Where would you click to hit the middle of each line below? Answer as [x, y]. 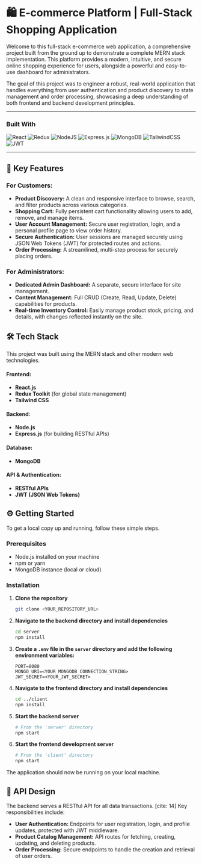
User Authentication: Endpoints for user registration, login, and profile [103, 824]
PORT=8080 [27, 666]
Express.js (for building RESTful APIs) [62, 434]
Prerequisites [26, 544]
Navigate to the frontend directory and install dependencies [91, 688]
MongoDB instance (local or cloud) [58, 569]
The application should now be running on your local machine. [84, 772]
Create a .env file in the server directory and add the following [93, 648]
